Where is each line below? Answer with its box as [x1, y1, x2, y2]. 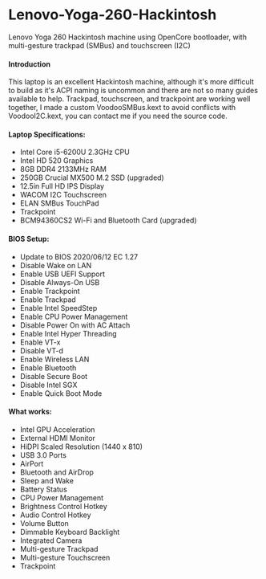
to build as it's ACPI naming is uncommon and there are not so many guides [8, 86, 259, 96]
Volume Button [19, 518, 70, 528]
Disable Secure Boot [19, 371, 88, 381]
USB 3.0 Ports [19, 450, 66, 459]
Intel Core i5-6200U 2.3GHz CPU [19, 147, 130, 157]
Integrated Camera [19, 536, 83, 545]
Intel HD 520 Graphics [19, 156, 94, 165]
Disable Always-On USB [19, 277, 100, 287]
